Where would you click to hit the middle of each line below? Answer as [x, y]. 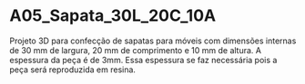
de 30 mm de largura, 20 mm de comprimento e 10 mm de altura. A [136, 50]
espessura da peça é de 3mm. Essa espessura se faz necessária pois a [143, 60]
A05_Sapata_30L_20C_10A [113, 16]
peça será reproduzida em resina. [73, 70]
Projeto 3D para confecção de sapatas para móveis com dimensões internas [153, 41]
